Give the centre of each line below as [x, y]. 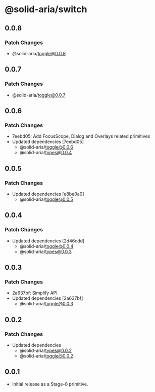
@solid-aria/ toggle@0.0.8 [39, 53]
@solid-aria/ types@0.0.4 [46, 153]
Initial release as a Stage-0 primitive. [50, 384]
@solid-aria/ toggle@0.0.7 [39, 95]
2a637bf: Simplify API [35, 293]
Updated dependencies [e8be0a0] [48, 194]
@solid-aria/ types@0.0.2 [45, 350]
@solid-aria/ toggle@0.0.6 [46, 147]
